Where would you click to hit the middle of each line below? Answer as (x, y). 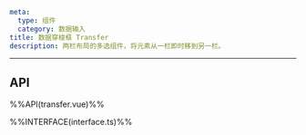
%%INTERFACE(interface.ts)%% (71, 122)
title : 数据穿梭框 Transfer (59, 37)
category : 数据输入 (52, 29)
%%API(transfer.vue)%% (57, 104)
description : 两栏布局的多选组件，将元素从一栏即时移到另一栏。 (117, 46)
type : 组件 (37, 20)
